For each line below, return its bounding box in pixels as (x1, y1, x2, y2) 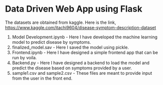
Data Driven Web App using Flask (5, 3, 143, 15)
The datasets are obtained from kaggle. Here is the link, (5, 19, 116, 25)
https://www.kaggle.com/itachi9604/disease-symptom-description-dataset (5, 24, 156, 30)
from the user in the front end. (12, 75, 73, 81)
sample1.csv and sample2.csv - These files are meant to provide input (12, 70, 152, 76)
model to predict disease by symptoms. (12, 39, 91, 45)
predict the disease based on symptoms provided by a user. (12, 65, 132, 71)
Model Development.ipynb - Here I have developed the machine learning (12, 34, 158, 40)
